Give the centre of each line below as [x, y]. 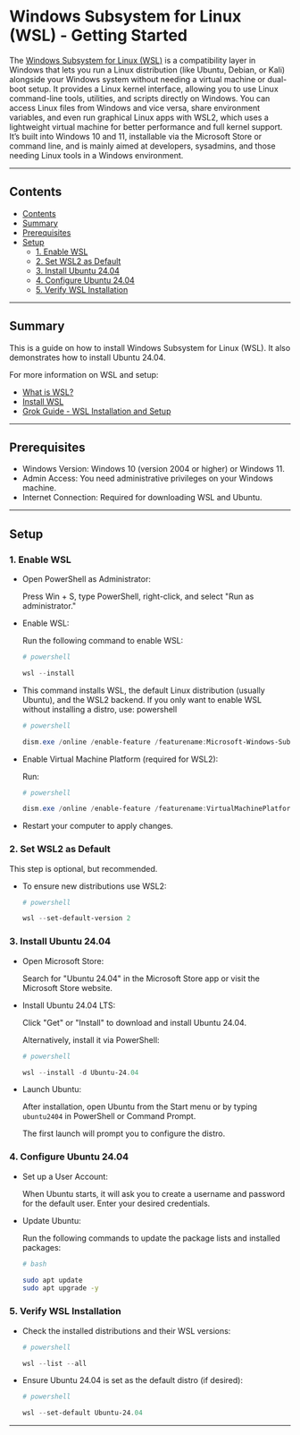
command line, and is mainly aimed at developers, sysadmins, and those [142, 146]
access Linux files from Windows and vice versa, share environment [135, 107]
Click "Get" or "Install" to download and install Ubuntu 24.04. [134, 1022]
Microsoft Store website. [67, 987]
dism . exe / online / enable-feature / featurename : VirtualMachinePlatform [158, 809]
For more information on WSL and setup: [84, 374]
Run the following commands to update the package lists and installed [151, 1238]
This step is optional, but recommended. [83, 868]
